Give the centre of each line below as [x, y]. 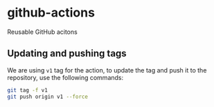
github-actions [51, 13]
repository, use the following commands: [65, 77]
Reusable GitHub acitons [42, 32]
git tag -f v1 [28, 90]
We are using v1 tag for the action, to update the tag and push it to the [107, 70]
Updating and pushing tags [67, 53]
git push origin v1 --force [48, 97]
